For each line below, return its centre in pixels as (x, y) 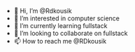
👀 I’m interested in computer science (67, 18)
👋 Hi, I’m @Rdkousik (43, 11)
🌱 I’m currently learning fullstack (61, 26)
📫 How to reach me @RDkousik (60, 41)
